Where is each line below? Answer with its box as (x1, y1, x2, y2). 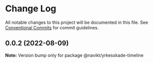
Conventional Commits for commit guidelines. (5, 24, 99, 30)
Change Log (5, 3, 56, 14)
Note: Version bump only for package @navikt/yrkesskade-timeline (5, 52, 144, 58)
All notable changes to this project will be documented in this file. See (5, 19, 149, 25)
